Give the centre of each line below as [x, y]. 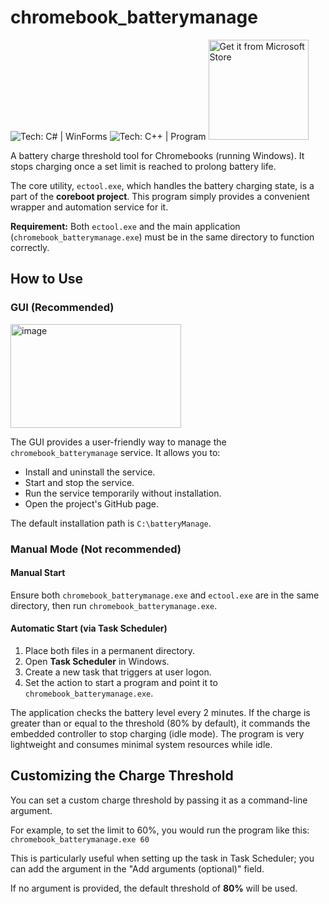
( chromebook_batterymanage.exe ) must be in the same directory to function [162, 237]
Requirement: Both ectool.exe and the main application [125, 226]
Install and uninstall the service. [90, 472]
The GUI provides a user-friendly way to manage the [118, 442]
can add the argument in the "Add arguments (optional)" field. [137, 868]
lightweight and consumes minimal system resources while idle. [141, 744]
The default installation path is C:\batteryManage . [111, 523]
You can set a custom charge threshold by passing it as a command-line [159, 800]
